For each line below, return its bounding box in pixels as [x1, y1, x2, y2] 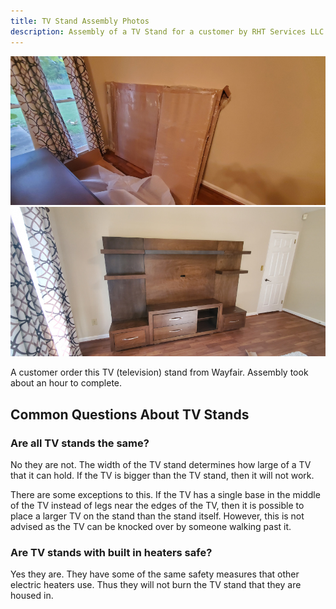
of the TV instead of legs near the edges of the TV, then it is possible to [10, 499, 305, 511]
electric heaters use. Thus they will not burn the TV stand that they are [10, 579, 302, 591]
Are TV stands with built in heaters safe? [10, 545, 213, 559]
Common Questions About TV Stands [10, 406, 250, 423]
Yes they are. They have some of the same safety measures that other [10, 568, 300, 580]
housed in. [10, 590, 54, 602]
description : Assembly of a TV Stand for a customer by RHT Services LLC [10, 26, 325, 37]
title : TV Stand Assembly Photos [10, 16, 150, 26]
